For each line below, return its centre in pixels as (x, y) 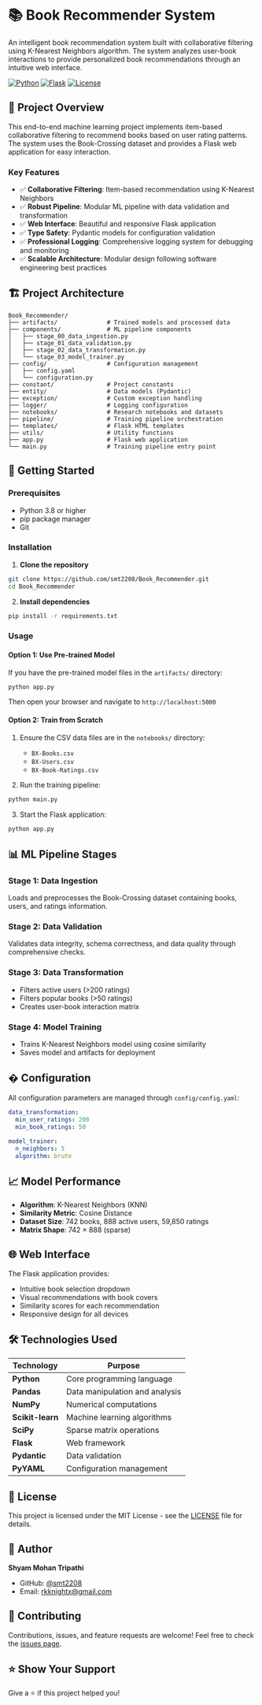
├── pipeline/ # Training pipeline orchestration (116, 419)
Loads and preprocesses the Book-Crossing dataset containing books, (123, 898)
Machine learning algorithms (118, 1417)
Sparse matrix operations (113, 1430)
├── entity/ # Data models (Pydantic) (100, 391)
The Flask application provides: (59, 1273)
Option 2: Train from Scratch (56, 720)
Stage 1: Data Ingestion (53, 880)
